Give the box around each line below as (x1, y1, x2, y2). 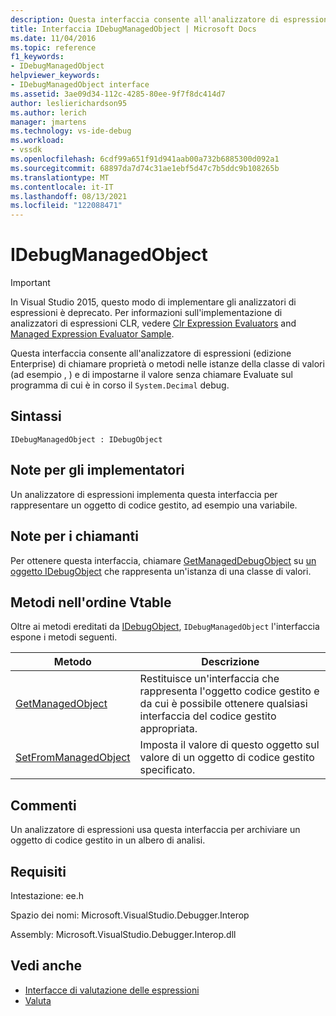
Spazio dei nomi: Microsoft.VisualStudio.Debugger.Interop (10, 909, 250, 921)
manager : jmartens (10, 117, 87, 127)
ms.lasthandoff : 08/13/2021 (10, 191, 128, 201)
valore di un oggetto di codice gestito (139, 751, 315, 765)
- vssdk (10, 145, 43, 155)
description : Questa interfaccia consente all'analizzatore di (10, 14, 280, 25)
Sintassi (10, 408, 62, 425)
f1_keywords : (10, 52, 65, 62)
